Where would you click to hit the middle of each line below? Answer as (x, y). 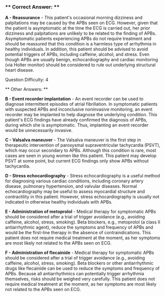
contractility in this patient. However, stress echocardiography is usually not (82, 197)
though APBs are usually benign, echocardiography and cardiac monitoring (82, 60)
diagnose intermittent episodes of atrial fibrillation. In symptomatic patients (81, 104)
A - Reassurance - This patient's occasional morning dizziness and (74, 18)
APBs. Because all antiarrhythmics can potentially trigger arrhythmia (75, 274)
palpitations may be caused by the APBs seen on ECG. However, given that (82, 23)
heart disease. (20, 70)
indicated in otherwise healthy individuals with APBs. (59, 202)
